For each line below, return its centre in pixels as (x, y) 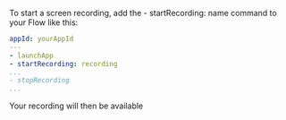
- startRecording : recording (63, 64)
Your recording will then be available (76, 106)
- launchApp (31, 56)
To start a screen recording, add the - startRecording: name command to (143, 13)
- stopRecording (39, 81)
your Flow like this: (44, 22)
